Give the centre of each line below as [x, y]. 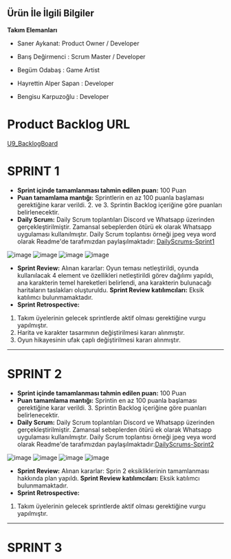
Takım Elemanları [32, 30]
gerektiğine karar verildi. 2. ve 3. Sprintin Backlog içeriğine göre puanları [119, 205]
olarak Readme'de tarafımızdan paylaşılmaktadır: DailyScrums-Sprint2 [115, 444]
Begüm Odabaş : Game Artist [58, 69]
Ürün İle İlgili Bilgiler [51, 13]
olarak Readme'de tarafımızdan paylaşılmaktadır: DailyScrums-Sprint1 [116, 241]
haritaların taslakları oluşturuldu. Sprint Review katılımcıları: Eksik [110, 289]
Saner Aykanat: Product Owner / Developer [78, 43]
